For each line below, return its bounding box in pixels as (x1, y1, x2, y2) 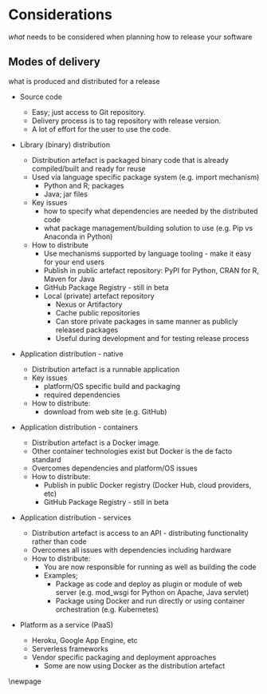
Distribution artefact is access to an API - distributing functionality (31, 528, 249, 537)
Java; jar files (43, 189, 88, 199)
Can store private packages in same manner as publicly (55, 316, 238, 326)
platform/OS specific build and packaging (43, 381, 181, 391)
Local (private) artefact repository (43, 291, 155, 300)
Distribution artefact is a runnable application (31, 364, 180, 374)
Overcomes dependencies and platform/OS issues (31, 463, 198, 473)
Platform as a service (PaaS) (19, 620, 114, 629)
